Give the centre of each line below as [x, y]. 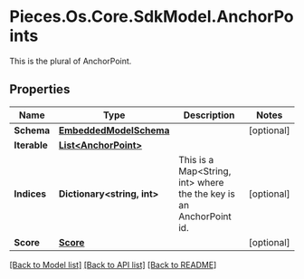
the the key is [206, 194]
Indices [30, 194]
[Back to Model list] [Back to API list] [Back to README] [113, 265]
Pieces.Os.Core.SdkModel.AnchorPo [152, 17]
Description [209, 115]
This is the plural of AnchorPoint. [71, 61]
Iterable [31, 145]
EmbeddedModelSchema [114, 130]
